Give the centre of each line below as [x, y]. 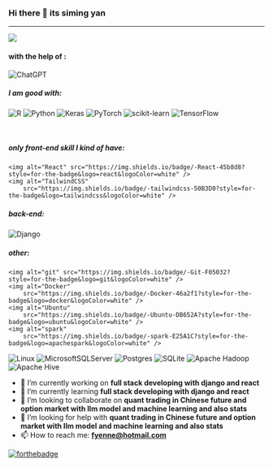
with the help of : [37, 56]
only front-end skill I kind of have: [67, 148]
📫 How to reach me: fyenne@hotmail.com [93, 435]
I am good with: [35, 93]
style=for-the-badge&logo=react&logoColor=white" [94, 175]
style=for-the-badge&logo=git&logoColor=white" [91, 279]
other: [19, 253]
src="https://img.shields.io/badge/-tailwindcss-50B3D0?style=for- [139, 189]
